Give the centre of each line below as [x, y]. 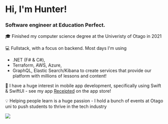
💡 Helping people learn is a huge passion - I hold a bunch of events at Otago [84, 101]
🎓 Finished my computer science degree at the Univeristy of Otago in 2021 [83, 36]
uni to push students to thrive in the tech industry [56, 106]
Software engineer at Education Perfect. [55, 25]
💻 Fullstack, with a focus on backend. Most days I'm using [66, 48]
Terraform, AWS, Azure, [37, 65]
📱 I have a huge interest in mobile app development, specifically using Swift [83, 86]
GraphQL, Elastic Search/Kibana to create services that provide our [82, 71]
